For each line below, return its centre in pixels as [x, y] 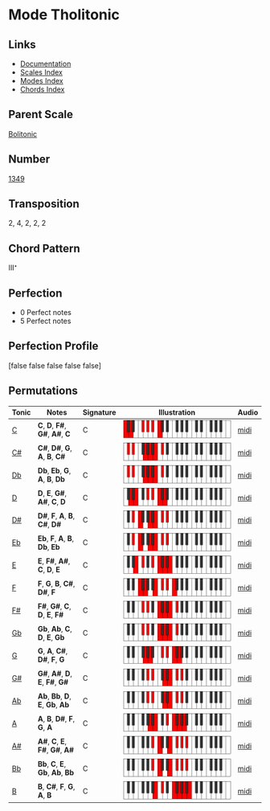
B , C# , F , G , [56, 787]
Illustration [176, 412]
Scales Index [41, 72]
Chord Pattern [44, 248]
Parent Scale [41, 115]
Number [29, 160]
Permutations [43, 391]
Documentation [45, 63]
